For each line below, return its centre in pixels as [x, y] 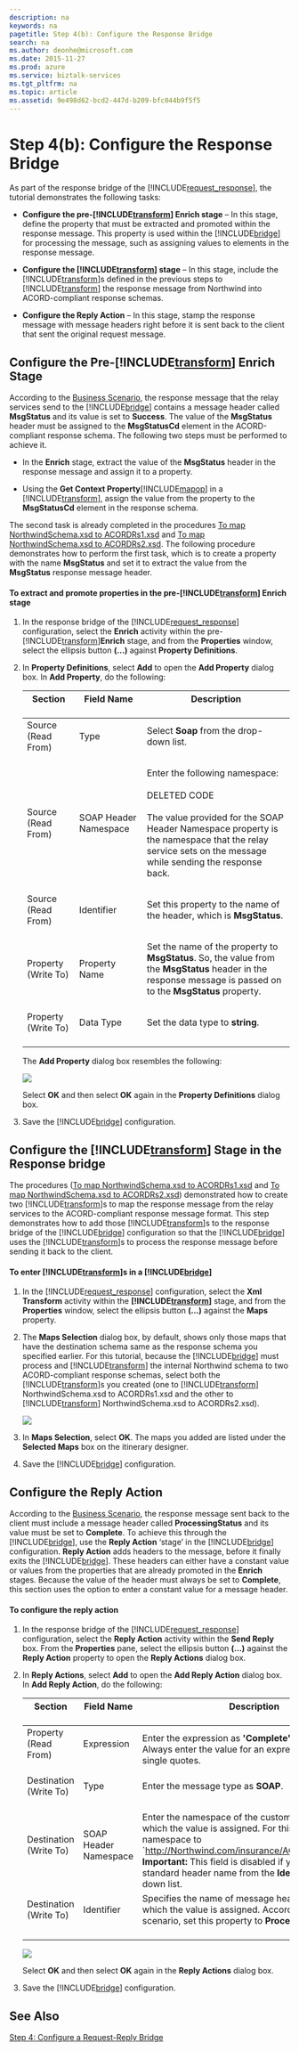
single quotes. [172, 1761]
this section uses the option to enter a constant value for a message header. [149, 1590]
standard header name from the [208, 1873]
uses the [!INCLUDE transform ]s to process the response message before [144, 1242]
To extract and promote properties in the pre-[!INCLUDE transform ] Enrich [148, 592]
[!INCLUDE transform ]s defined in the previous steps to [122, 279]
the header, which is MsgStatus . [214, 916]
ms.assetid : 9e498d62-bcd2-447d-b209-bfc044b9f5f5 [105, 100]
